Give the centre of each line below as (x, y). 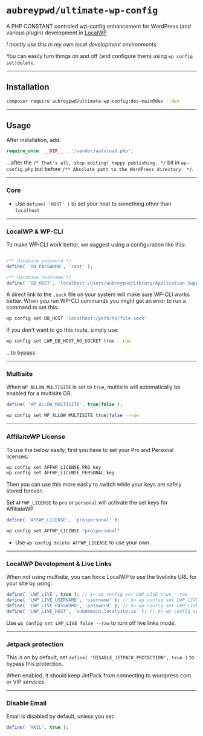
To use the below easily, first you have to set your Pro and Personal (90, 450)
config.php (20, 170)
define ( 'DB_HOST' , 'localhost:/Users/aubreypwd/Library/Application (96, 283)
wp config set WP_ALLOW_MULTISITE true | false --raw (72, 416)
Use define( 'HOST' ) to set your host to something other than (93, 204)
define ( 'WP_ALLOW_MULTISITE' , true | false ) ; (64, 405)
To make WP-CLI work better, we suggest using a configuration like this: (96, 244)
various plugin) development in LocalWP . (57, 33)
